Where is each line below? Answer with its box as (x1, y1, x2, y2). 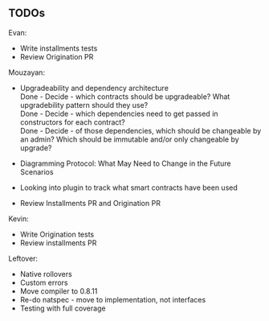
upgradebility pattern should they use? (19, 100, 149, 109)
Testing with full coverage (19, 303, 106, 313)
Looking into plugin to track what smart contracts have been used (19, 183, 238, 192)
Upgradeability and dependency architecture (19, 83, 169, 93)
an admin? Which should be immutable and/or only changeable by (19, 134, 239, 144)
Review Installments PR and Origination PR (19, 198, 161, 208)
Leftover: (8, 253, 39, 263)
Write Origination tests (19, 229, 95, 239)
